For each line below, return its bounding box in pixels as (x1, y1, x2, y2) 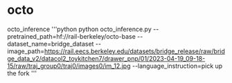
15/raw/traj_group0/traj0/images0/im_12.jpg (7, 62, 131, 70)
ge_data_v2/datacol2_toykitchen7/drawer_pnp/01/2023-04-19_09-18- (7, 54, 206, 62)
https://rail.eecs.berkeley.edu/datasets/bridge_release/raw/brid (44, 47, 225, 55)
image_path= (7, 47, 45, 55)
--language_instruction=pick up (132, 62, 223, 70)
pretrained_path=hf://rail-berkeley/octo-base (7, 32, 136, 40)
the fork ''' (7, 68, 37, 77)
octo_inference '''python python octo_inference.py (7, 25, 152, 33)
